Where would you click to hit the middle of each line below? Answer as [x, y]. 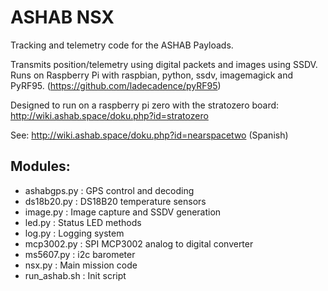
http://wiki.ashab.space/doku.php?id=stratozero [109, 115]
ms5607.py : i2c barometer [80, 254]
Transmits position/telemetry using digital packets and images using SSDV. [164, 64]
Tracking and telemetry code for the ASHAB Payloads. [122, 45]
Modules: [40, 166]
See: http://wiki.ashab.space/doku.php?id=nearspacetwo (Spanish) [149, 135]
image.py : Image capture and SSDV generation [123, 212]
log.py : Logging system [74, 233]
